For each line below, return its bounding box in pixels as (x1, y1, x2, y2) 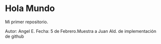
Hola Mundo (5, 3, 55, 14)
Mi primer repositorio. (5, 19, 48, 25)
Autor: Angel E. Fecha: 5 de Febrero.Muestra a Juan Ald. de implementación (5, 28, 156, 34)
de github (5, 33, 24, 39)
